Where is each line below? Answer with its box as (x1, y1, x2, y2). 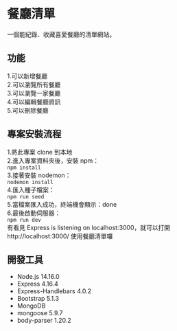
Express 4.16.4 (16, 279, 58, 288)
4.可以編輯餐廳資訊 (7, 98, 61, 106)
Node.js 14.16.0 (16, 273, 60, 281)
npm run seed (7, 193, 45, 200)
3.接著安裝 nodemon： (7, 171, 71, 179)
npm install (7, 164, 41, 171)
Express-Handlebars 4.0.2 (16, 287, 91, 295)
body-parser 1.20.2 (16, 317, 72, 325)
